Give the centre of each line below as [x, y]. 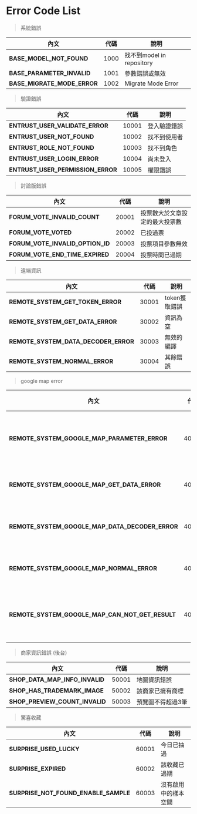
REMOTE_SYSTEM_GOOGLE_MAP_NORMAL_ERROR [83, 568]
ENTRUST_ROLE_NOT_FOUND [52, 147]
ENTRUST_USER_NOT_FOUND [52, 136]
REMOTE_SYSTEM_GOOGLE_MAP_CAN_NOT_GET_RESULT [92, 614]
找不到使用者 [165, 137]
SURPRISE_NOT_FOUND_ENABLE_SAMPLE [70, 793]
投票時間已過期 [161, 255]
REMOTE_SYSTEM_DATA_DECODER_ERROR [72, 341]
